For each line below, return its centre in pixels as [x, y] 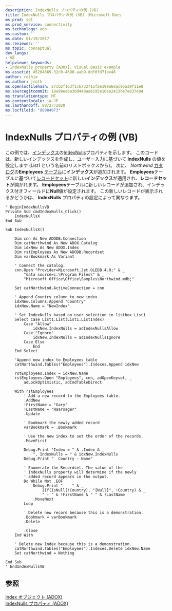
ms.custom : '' [21, 34]
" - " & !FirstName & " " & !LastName [83, 494]
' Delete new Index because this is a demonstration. [73, 544]
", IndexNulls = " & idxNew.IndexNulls [75, 454]
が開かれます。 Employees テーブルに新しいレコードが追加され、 [79, 184]
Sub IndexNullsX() [25, 230]
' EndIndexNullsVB [25, 566]
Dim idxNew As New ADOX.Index [47, 247]
